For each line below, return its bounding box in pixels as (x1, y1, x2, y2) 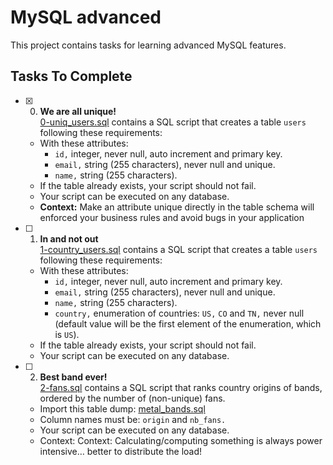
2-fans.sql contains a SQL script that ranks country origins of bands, (39, 381, 323, 393)
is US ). (54, 328, 80, 340)
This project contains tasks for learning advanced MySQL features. (10, 39, 287, 51)
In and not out (39, 232, 99, 245)
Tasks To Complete (10, 68, 133, 85)
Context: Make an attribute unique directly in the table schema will (39, 201, 315, 213)
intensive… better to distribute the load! (39, 445, 203, 457)
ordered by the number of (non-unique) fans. (39, 392, 226, 404)
